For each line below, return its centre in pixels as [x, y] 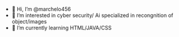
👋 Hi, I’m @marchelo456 [41, 9]
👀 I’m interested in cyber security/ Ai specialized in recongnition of [92, 15]
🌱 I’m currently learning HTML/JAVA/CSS [62, 28]
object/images [29, 21]
